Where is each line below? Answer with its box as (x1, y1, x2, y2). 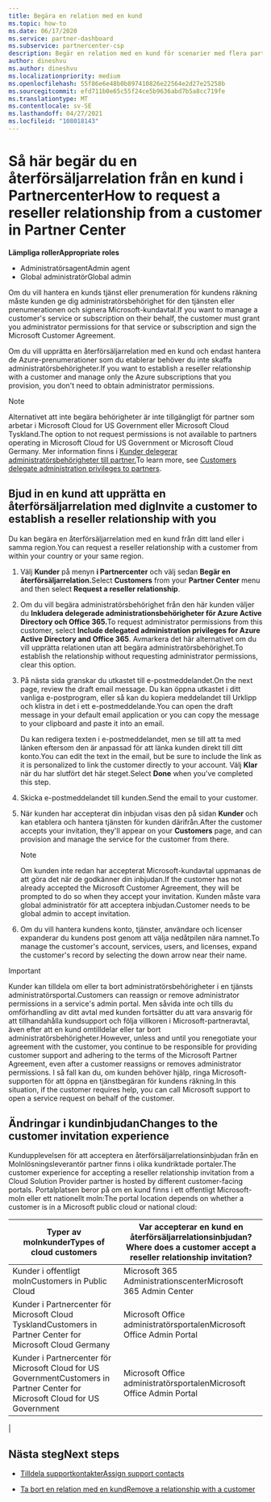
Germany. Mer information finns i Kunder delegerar (8, 446, 178, 456)
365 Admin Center (123, 1286, 194, 1297)
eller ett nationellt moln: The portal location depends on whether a (27, 1194, 244, 1203)
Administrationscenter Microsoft (123, 1275, 244, 1287)
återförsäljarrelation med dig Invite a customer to (8, 499, 258, 514)
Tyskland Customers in (12, 1319, 98, 1330)
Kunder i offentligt (12, 1266, 81, 1277)
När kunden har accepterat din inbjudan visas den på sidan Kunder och (19, 808, 258, 818)
